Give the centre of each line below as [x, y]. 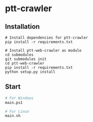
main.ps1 [14, 102]
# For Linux [17, 111]
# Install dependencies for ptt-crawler [47, 38]
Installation [22, 27]
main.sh [13, 116]
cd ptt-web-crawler [25, 63]
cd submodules [19, 55]
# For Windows [19, 98]
